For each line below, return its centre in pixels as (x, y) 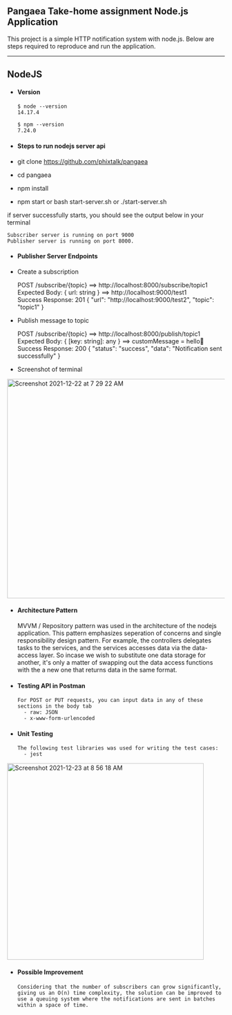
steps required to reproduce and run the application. (81, 46)
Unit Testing (35, 733)
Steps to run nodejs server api (61, 146)
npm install (33, 188)
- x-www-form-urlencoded (59, 719)
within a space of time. (53, 1005)
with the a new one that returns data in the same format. (97, 670)
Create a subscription (48, 272)
